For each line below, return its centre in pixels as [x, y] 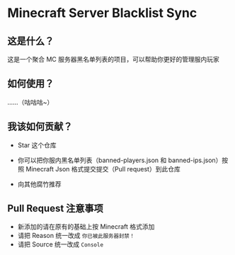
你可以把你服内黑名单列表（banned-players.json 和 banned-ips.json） [120, 160]
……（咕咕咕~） [30, 102]
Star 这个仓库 [37, 145]
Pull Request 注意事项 [56, 209]
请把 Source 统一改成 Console [61, 244]
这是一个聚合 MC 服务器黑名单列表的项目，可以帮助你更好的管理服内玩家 [113, 59]
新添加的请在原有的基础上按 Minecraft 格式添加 [86, 227]
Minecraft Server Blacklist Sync [102, 13]
